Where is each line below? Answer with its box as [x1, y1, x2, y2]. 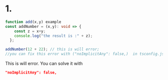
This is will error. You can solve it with [5, 61, 83, 67]
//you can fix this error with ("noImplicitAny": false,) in [5, 52, 137, 57]
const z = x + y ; [14, 28, 46, 34]
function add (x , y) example [5, 19, 61, 24]
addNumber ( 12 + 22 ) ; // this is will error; [5, 47, 99, 52]
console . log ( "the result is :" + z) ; [14, 33, 93, 38]
